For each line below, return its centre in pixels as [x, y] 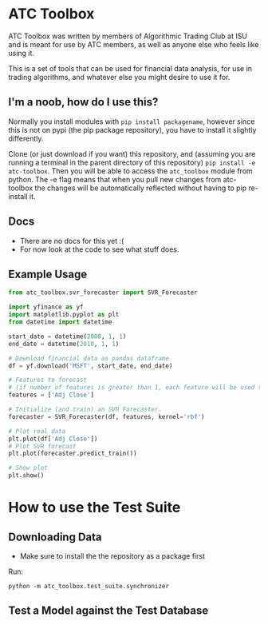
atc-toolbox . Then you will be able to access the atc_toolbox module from [130, 171]
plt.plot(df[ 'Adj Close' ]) [53, 439]
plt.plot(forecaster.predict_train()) [73, 454]
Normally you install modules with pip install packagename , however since [132, 121]
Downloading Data [55, 537]
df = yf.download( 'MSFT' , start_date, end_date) [91, 366]
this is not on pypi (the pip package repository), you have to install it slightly [132, 129]
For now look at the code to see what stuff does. [99, 249]
